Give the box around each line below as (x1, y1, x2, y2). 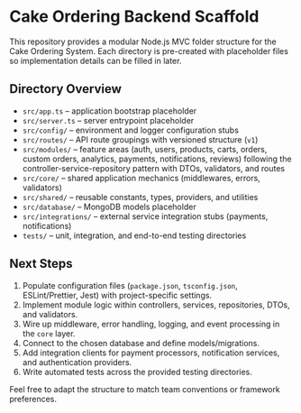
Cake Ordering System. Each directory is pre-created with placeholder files (9, 45, 288, 56)
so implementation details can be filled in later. (9, 55, 182, 66)
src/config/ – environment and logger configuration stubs (22, 124, 239, 135)
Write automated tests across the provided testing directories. (22, 366, 252, 377)
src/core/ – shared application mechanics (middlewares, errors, (22, 172, 261, 183)
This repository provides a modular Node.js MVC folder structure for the (9, 36, 277, 47)
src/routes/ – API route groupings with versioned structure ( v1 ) (22, 133, 259, 145)
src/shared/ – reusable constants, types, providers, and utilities (22, 191, 259, 202)
